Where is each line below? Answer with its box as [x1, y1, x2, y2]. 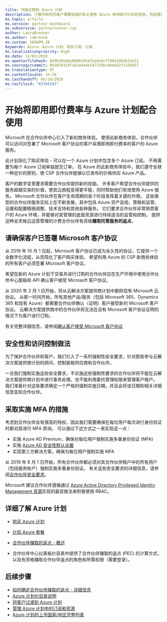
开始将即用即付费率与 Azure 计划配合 [5, 104, 157, 116]
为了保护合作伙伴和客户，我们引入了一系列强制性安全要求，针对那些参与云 [5, 353, 158, 359]
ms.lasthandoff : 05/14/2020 [5, 77, 64, 82]
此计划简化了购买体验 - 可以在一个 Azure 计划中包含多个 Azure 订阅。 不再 [5, 157, 158, 163]
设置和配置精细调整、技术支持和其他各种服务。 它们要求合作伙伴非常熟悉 [5, 205, 155, 211]
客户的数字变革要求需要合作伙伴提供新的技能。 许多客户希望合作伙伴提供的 [5, 180, 159, 186]
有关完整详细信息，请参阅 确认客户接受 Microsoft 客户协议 [5, 323, 123, 329]
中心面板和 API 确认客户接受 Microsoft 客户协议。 [9, 277, 111, 283]
